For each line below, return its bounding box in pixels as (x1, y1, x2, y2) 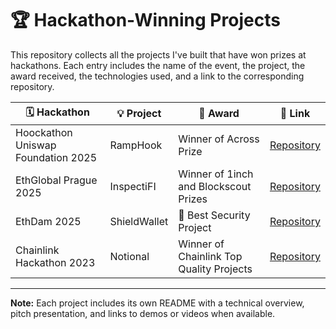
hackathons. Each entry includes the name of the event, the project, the (10, 59, 306, 71)
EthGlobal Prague (15, 173, 98, 187)
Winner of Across (178, 132, 260, 146)
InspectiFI (109, 179, 157, 193)
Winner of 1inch (178, 167, 254, 181)
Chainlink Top (178, 249, 243, 263)
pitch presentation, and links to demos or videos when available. (10, 307, 276, 319)
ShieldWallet (109, 214, 169, 228)
